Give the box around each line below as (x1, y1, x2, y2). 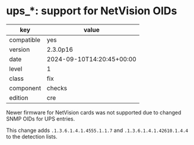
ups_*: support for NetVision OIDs (6, 4, 177, 18)
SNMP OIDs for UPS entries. (6, 115, 75, 122)
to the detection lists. (6, 133, 58, 140)
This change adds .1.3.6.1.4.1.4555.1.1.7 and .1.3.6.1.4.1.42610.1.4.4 (6, 127, 189, 134)
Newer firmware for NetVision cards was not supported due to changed (6, 109, 182, 116)
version (9, 45, 30, 53)
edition (9, 93, 28, 102)
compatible (9, 36, 40, 44)
